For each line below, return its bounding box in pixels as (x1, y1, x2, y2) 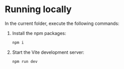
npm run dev (12, 59, 38, 64)
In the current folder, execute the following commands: (5, 20, 120, 26)
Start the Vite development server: (12, 49, 84, 55)
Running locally (5, 4, 72, 15)
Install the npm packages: (12, 30, 67, 36)
